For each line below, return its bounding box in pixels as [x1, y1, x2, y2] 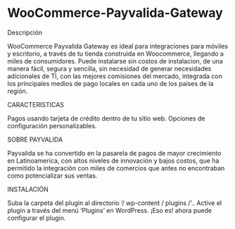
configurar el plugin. [7, 213, 66, 222]
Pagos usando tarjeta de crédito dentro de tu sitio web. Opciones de [7, 114, 205, 123]
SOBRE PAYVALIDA [7, 135, 63, 144]
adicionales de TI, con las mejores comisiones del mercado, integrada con [7, 72, 223, 80]
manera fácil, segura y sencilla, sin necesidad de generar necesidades [7, 64, 212, 73]
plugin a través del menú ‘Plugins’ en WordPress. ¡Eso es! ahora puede [7, 206, 212, 214]
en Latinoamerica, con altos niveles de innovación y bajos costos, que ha [7, 156, 220, 165]
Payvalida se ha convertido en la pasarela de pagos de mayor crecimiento [7, 149, 222, 157]
